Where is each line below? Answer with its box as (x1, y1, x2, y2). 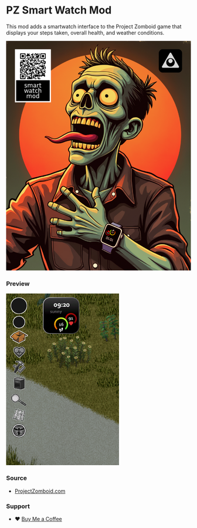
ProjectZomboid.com (14, 488, 66, 495)
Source (6, 474, 28, 482)
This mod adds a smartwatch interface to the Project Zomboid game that (6, 23, 182, 30)
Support (6, 502, 30, 510)
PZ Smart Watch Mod (6, 4, 112, 17)
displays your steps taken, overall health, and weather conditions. (6, 29, 165, 36)
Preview (6, 280, 30, 288)
